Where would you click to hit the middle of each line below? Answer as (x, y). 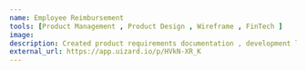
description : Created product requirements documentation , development (150, 43)
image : (22, 35)
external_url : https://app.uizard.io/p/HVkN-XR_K (106, 52)
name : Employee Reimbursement (67, 18)
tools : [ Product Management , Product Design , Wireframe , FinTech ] (146, 26)
